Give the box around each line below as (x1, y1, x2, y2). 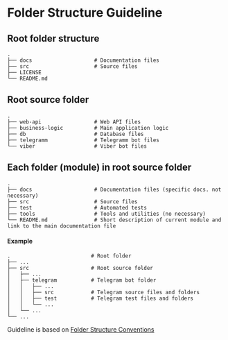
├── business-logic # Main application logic (7, 124, 169, 131)
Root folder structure (7, 33, 100, 44)
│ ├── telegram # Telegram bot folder (7, 276, 157, 284)
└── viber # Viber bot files (7, 142, 148, 150)
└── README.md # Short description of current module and (7, 216, 222, 223)
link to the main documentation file (7, 222, 116, 230)
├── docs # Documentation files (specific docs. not (7, 186, 222, 193)
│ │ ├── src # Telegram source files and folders (7, 289, 200, 296)
